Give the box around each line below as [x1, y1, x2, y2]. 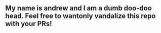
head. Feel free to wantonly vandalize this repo [5, 12, 156, 20]
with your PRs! [5, 19, 52, 28]
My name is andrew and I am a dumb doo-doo [5, 4, 152, 12]
